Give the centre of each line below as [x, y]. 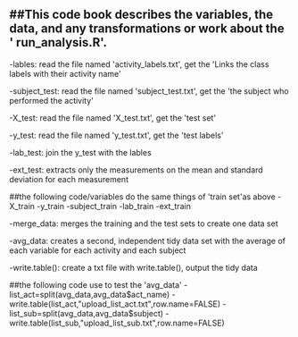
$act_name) [148, 294]
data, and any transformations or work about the [147, 29]
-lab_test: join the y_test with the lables [80, 152]
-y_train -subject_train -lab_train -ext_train [114, 206]
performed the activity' [51, 100]
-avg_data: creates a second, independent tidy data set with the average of [147, 240]
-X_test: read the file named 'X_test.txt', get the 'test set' [113, 118]
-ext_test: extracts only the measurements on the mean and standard [136, 170]
